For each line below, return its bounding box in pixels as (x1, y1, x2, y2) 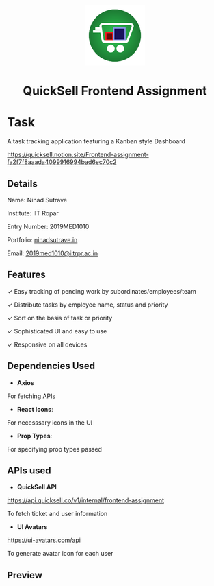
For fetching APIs (7, 392, 56, 400)
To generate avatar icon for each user (7, 550, 114, 558)
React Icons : (16, 405, 53, 413)
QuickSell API (16, 483, 57, 491)
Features (7, 269, 46, 281)
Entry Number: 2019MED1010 (7, 222, 90, 231)
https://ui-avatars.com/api (7, 536, 81, 544)
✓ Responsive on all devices (7, 340, 88, 349)
